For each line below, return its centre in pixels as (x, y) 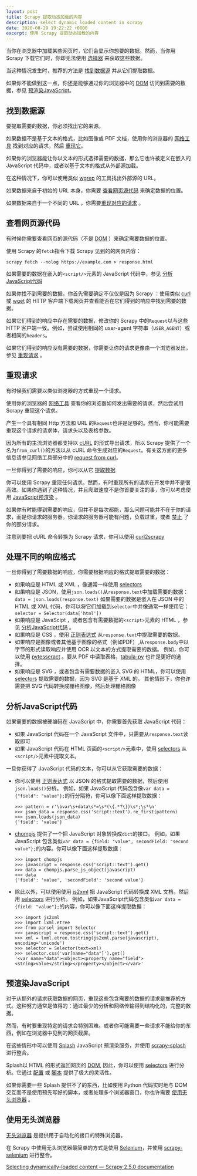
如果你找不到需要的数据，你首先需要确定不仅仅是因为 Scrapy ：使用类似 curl (98, 293)
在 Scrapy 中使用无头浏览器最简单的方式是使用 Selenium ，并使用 (84, 1147)
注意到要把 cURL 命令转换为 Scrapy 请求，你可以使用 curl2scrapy (85, 536)
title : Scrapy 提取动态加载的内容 (44, 17)
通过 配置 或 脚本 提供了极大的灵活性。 (68, 1072)
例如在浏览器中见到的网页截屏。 (55, 1033)
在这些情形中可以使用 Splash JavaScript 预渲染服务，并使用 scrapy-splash (96, 1045)
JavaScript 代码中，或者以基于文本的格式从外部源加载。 (74, 165)
